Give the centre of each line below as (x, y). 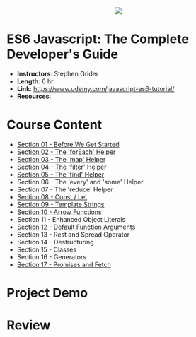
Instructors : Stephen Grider (58, 73)
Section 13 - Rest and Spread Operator (73, 234)
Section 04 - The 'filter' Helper (62, 167)
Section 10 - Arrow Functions (59, 212)
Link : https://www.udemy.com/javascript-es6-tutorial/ (96, 88)
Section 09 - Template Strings (60, 204)
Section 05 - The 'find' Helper (60, 174)
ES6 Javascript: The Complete (98, 39)
